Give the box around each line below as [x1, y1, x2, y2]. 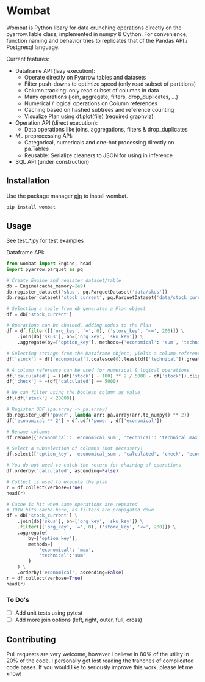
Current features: [6, 55, 50, 62]
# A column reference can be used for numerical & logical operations [6, 367, 190, 373]
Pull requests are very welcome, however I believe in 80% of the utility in [6, 650, 189, 658]
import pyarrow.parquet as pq [6, 267, 84, 273]
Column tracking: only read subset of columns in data [24, 86, 159, 94]
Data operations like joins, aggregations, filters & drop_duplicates [24, 125, 188, 133]
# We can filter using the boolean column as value [6, 390, 140, 396]
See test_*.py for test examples [6, 237, 84, 245]
